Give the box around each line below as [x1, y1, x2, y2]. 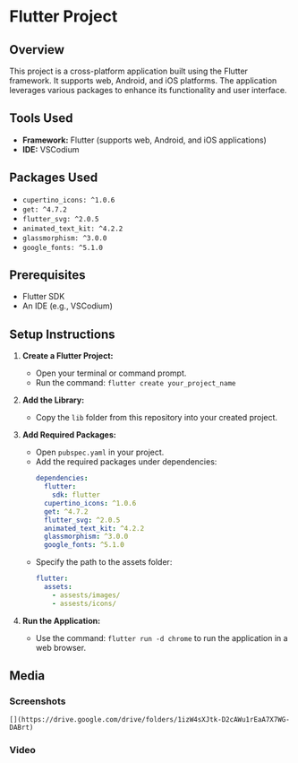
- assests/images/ [52, 590, 121, 600]
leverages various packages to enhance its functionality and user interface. [9, 85, 287, 95]
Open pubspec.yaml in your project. [35, 447, 165, 458]
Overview [9, 42, 65, 57]
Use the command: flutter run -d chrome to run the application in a [35, 632, 288, 643]
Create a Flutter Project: [21, 351, 114, 361]
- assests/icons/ [52, 599, 116, 608]
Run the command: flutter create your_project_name [35, 377, 236, 388]
